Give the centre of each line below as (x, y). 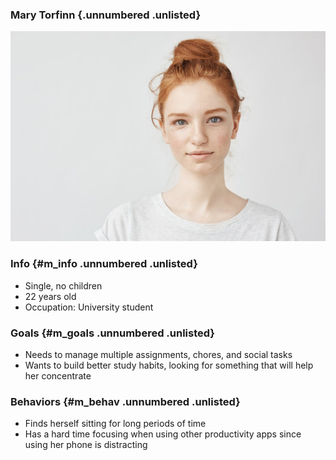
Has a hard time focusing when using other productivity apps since (163, 434)
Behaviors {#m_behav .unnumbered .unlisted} (125, 401)
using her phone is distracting (86, 445)
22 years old (50, 296)
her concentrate (58, 375)
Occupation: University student (89, 307)
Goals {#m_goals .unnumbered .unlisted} (113, 333)
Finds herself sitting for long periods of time (115, 424)
